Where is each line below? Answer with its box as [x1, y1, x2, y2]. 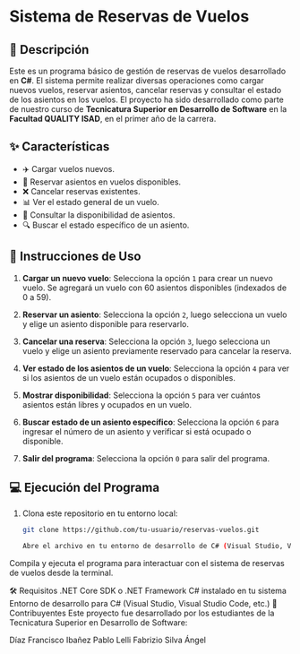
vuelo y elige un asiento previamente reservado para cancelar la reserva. [21, 345, 292, 356]
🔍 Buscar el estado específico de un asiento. [21, 219, 190, 230]
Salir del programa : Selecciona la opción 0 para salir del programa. [21, 452, 270, 463]
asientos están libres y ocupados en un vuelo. [21, 399, 193, 409]
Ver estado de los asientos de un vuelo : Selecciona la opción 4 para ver [21, 363, 290, 374]
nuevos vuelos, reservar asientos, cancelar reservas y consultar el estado [9, 85, 282, 95]
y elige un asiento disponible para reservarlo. [21, 318, 190, 329]
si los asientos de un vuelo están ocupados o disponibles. [21, 372, 236, 383]
